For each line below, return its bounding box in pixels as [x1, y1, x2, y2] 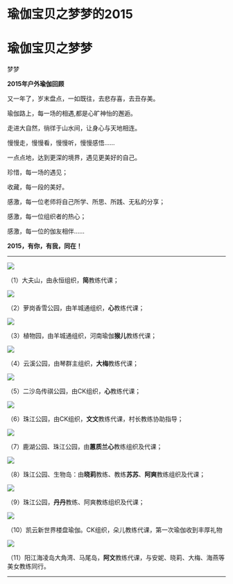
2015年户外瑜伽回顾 [7, 80, 64, 88]
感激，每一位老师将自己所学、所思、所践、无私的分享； [7, 198, 165, 206]
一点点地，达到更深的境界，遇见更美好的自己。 [7, 153, 141, 162]
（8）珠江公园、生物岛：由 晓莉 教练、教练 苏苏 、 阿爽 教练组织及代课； [7, 470, 206, 479]
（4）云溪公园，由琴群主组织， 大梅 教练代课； [7, 359, 139, 368]
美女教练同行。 [7, 562, 50, 571]
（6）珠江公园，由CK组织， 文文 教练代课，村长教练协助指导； [7, 415, 184, 423]
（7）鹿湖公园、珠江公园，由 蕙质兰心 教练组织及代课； [7, 443, 163, 451]
